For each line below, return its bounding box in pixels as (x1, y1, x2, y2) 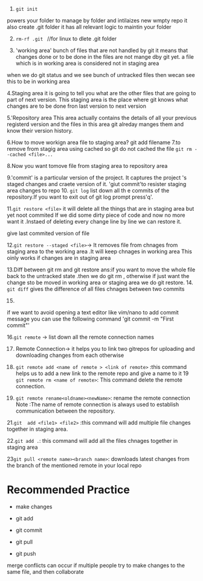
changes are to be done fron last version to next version (7, 102, 147, 110)
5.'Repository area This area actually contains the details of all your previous (7, 115, 197, 121)
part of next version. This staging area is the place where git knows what (7, 96, 188, 103)
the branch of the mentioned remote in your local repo (7, 462, 142, 469)
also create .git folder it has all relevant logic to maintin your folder (7, 24, 172, 30)
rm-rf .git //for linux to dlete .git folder (15, 35, 117, 42)
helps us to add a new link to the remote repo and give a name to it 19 (15, 370, 189, 377)
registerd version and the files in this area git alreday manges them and (7, 121, 184, 128)
